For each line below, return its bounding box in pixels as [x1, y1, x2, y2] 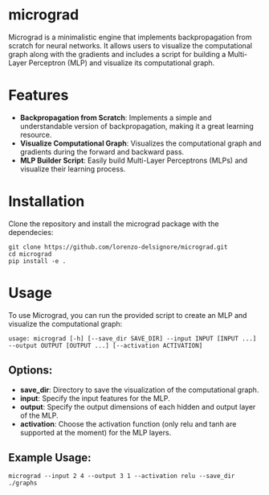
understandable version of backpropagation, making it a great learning [19, 121, 255, 130]
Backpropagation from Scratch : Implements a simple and [19, 113, 212, 122]
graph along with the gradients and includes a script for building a [8, 49, 226, 59]
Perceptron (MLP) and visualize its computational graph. [28, 58, 215, 68]
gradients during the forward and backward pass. [19, 146, 185, 156]
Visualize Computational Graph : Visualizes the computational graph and [19, 138, 262, 148]
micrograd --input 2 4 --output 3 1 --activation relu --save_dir [8, 472, 235, 481]
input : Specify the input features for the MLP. [19, 393, 170, 403]
